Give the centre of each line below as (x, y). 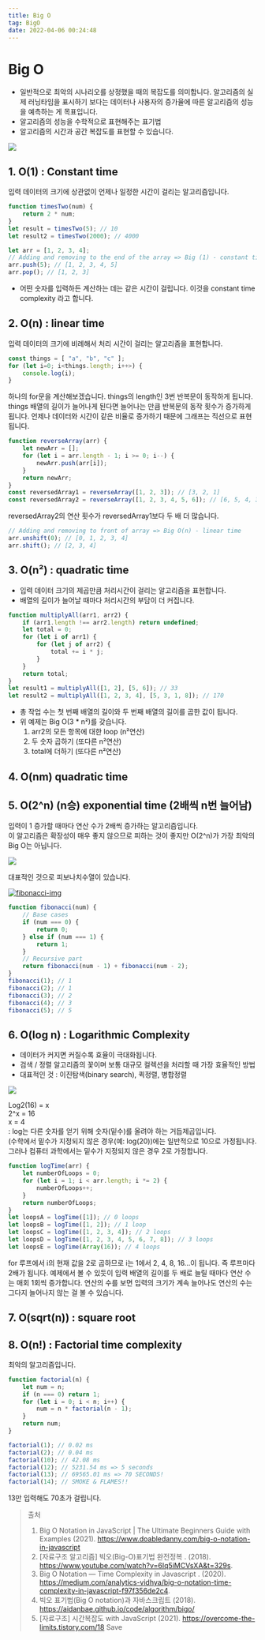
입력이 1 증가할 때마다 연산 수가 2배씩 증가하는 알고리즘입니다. (103, 826)
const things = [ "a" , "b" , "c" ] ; (67, 358)
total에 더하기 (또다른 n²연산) (76, 752)
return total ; (45, 674)
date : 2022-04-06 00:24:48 (52, 30)
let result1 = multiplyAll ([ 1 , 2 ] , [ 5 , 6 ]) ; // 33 (93, 689)
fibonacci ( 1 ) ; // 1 (40, 981)
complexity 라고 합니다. (56, 298)
